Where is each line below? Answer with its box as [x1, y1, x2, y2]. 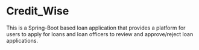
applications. [6, 37, 38, 44]
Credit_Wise [6, 4, 69, 18]
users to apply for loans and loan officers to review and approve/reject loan [6, 30, 194, 37]
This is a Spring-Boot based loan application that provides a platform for [6, 24, 186, 31]
